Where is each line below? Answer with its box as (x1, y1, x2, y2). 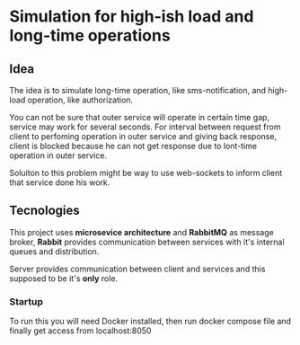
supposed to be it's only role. (9, 272, 119, 284)
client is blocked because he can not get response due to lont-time (9, 141, 258, 151)
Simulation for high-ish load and (9, 6, 254, 27)
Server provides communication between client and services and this (9, 263, 266, 274)
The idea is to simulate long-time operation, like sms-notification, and (9, 85, 267, 95)
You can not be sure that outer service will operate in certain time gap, (9, 112, 270, 122)
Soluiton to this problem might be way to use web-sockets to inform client (9, 168, 283, 178)
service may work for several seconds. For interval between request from (9, 121, 281, 132)
